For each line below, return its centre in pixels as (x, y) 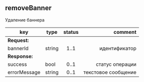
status (71, 32)
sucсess (17, 64)
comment (125, 32)
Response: (20, 56)
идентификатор (118, 48)
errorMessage (24, 72)
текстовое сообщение (110, 72)
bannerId (18, 48)
